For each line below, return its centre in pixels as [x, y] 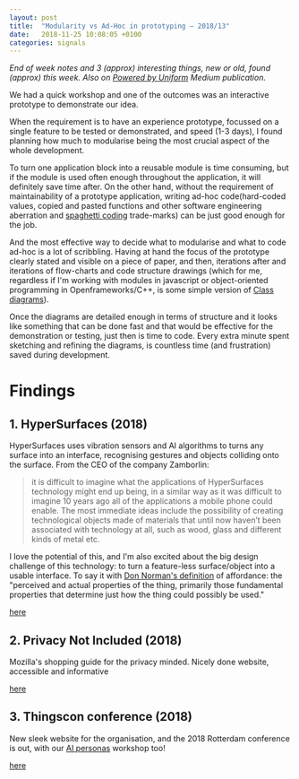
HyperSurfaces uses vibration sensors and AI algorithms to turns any [137, 446]
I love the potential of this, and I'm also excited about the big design [134, 557]
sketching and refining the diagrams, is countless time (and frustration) [140, 345]
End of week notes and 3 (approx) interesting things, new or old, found [140, 68]
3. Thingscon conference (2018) [101, 717]
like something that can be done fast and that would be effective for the [141, 326]
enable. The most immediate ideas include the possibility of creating [157, 511]
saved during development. [60, 355]
